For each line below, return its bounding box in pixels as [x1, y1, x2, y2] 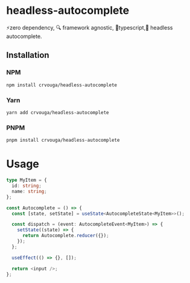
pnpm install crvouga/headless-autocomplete [6, 137, 120, 144]
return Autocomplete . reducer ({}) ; [22, 233, 110, 239]
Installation [6, 50, 49, 60]
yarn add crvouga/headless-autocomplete [6, 109, 110, 115]
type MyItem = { [6, 177, 47, 183]
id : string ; [11, 183, 42, 189]
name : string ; [11, 188, 47, 194]
